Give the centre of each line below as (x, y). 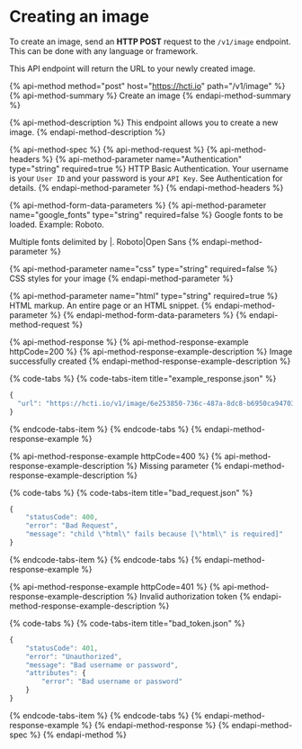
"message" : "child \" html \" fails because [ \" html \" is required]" (154, 534)
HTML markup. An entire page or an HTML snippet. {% (111, 305)
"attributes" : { (56, 673)
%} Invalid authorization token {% (189, 596)
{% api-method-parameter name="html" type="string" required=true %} (144, 295)
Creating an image (80, 17)
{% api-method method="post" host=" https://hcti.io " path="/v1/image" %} (147, 86)
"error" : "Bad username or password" (112, 681)
